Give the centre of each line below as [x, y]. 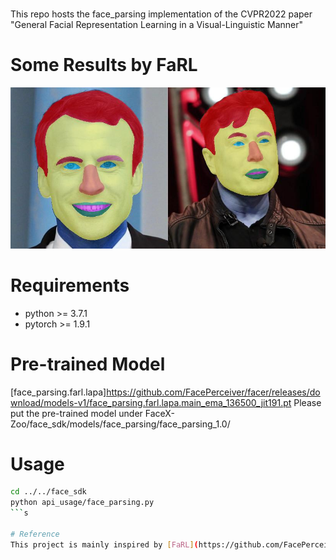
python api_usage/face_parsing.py [82, 503]
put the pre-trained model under [76, 413]
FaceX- [159, 413]
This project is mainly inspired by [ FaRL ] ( [104, 544]
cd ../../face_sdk [48, 492]
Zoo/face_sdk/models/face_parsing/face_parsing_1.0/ [120, 424]
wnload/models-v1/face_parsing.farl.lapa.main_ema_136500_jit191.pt [151, 402]
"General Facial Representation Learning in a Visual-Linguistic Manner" [156, 25]
